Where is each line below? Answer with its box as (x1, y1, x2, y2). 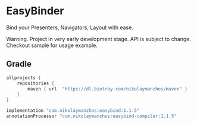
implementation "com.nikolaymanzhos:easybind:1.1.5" (6, 108, 140, 114)
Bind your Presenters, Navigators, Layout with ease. (6, 24, 134, 31)
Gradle (6, 59, 32, 69)
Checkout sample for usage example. (6, 42, 98, 49)
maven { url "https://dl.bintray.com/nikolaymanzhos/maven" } (27, 86, 187, 92)
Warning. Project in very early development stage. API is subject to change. (6, 35, 192, 42)
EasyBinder (6, 4, 64, 18)
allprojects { (6, 74, 42, 81)
